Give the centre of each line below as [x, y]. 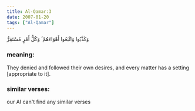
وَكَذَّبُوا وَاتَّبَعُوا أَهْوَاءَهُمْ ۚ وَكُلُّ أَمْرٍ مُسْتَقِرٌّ [48, 39]
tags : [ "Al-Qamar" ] [31, 22]
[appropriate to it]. [29, 73]
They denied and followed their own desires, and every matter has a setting [98, 68]
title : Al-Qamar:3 [29, 11]
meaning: [21, 55]
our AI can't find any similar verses [49, 102]
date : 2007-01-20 [28, 17]
